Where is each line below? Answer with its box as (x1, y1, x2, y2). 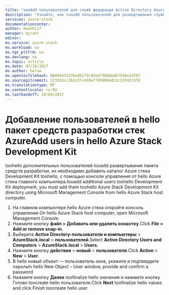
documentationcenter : (5, 21, 51, 27)
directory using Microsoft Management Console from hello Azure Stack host (5, 189, 163, 195)
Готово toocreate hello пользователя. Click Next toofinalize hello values (12, 280, 162, 286)
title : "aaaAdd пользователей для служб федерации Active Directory (5, 7, 152, 13)
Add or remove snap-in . (12, 226, 63, 232)
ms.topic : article (5, 59, 44, 64)
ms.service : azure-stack (5, 40, 57, 45)
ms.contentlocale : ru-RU (5, 87, 57, 92)
